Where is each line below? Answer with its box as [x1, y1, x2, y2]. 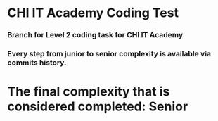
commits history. [7, 58, 67, 68]
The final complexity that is [7, 84, 170, 100]
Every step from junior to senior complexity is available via [7, 49, 212, 59]
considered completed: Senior [7, 98, 188, 115]
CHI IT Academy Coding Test [7, 5, 179, 21]
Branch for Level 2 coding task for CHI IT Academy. [7, 30, 186, 40]
